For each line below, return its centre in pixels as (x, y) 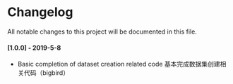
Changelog (40, 12)
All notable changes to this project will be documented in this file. (102, 31)
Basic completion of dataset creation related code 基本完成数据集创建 (119, 64)
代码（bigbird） (46, 73)
